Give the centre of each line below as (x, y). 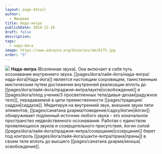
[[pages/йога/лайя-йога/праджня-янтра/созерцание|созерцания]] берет (80, 131)
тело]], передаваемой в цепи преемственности (54, 100)
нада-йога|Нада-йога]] (29, 79)
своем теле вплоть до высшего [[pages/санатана (56, 141)
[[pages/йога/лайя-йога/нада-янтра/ (112, 74)
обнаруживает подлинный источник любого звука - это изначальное (77, 116)
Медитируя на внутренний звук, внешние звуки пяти (99, 105)
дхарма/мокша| (124, 141)
